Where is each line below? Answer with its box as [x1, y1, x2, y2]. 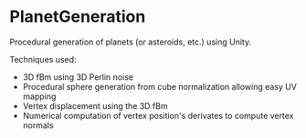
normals [22, 120, 54, 131]
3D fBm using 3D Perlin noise [22, 71, 134, 83]
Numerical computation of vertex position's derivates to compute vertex [22, 110, 294, 121]
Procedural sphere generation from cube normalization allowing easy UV [22, 81, 297, 92]
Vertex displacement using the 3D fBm [22, 100, 168, 111]
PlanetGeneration [9, 6, 146, 27]
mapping [22, 91, 57, 102]
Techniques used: [9, 54, 77, 64]
